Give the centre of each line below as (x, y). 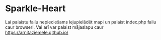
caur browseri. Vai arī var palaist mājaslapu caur (54, 27)
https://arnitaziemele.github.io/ (37, 32)
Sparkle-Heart (36, 9)
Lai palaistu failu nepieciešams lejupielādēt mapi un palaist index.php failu (81, 22)
